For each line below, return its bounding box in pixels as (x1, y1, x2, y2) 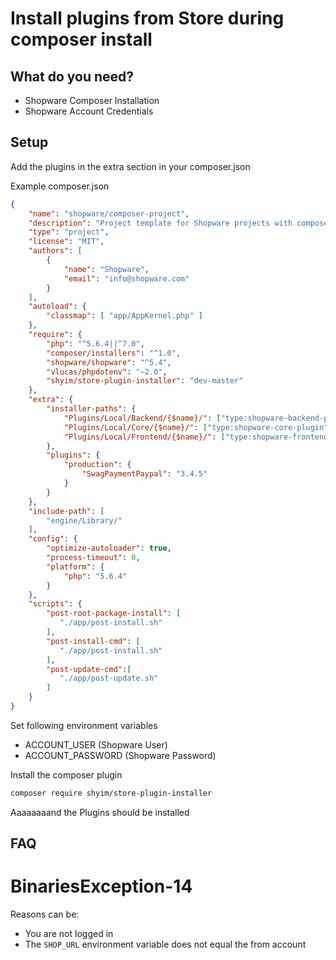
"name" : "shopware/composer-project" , (28, 208, 190, 219)
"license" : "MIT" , (28, 237, 105, 247)
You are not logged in (24, 928, 114, 940)
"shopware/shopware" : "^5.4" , (46, 357, 172, 367)
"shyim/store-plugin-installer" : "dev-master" (46, 376, 244, 386)
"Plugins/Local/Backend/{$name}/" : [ (63, 413, 222, 423)
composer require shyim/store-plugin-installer (10, 788, 213, 798)
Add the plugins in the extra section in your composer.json (10, 160, 251, 172)
